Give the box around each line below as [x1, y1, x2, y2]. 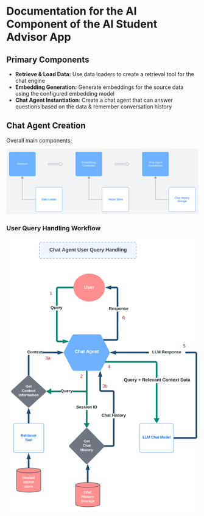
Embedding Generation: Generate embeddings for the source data [15, 83, 184, 91]
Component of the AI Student [6, 17, 158, 31]
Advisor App [6, 30, 71, 44]
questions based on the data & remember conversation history [15, 103, 172, 110]
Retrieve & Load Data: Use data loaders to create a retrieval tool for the [15, 71, 195, 77]
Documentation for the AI [6, 4, 137, 18]
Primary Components [6, 54, 90, 65]
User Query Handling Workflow [6, 224, 101, 232]
